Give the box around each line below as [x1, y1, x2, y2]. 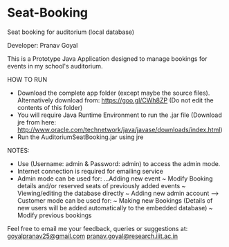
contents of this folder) [17, 103, 83, 111]
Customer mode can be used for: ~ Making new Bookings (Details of [17, 196, 213, 205]
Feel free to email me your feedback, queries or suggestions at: [7, 224, 188, 232]
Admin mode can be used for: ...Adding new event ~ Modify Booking [17, 174, 213, 183]
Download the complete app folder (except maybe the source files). [17, 89, 210, 97]
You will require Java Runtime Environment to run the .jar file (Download [17, 111, 223, 119]
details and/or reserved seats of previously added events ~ [17, 181, 186, 190]
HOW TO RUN [7, 75, 48, 84]
